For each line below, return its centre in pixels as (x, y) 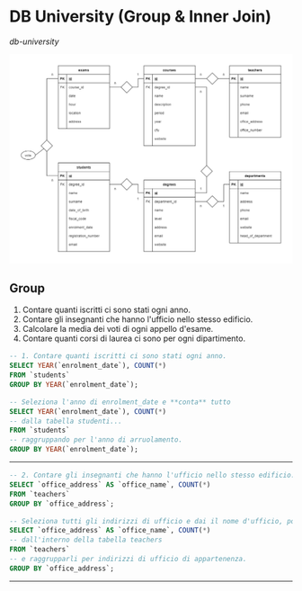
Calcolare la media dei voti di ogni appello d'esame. (118, 329)
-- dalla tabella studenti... (66, 421)
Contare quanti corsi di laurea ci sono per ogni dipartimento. (133, 338)
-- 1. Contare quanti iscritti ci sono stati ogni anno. (118, 356)
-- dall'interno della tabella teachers (86, 540)
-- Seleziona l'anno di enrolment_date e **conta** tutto (120, 402)
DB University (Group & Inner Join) (141, 17)
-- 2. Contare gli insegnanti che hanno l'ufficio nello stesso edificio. (152, 475)
